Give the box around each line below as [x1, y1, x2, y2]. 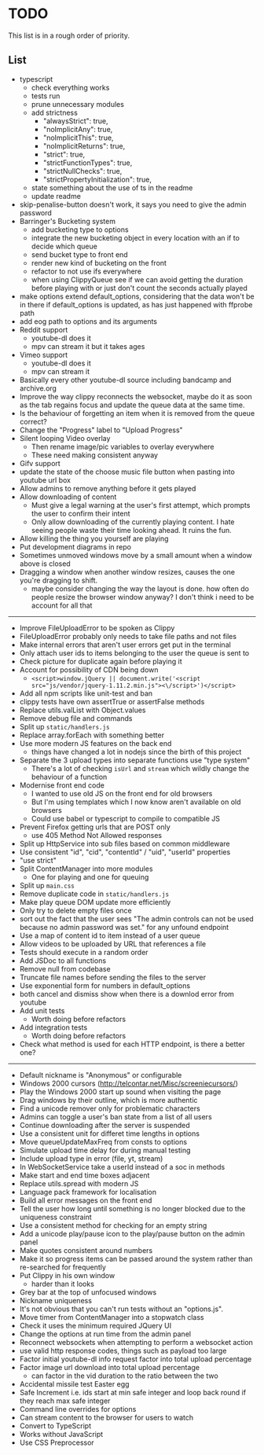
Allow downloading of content [19, 492, 117, 502]
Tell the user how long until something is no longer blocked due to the [19, 1203, 246, 1213]
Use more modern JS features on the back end [19, 738, 172, 748]
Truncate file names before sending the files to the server [19, 972, 207, 982]
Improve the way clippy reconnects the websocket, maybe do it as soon [19, 391, 253, 401]
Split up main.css [19, 880, 75, 890]
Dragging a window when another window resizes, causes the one [19, 567, 236, 576]
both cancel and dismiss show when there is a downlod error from [19, 989, 234, 998]
